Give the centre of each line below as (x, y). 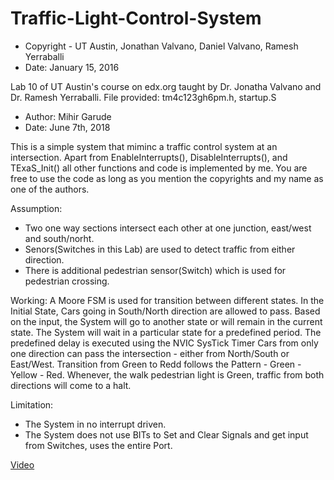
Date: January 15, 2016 (72, 67)
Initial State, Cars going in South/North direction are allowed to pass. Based (165, 311)
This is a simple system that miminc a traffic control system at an (144, 146)
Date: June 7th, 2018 (67, 127)
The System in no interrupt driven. (95, 424)
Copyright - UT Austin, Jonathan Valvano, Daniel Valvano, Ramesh (161, 46)
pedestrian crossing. (67, 281)
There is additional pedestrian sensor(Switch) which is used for (155, 270)
